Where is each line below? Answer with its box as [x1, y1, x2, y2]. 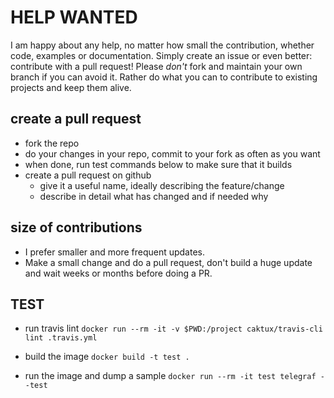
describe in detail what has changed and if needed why [39, 190, 269, 202]
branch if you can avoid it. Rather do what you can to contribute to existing [10, 71, 318, 83]
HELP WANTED [10, 6, 138, 29]
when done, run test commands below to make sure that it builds [24, 158, 293, 170]
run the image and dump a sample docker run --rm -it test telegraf [24, 370, 317, 382]
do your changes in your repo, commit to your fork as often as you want [24, 147, 321, 160]
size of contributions [10, 219, 143, 236]
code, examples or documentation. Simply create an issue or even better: [10, 49, 313, 61]
